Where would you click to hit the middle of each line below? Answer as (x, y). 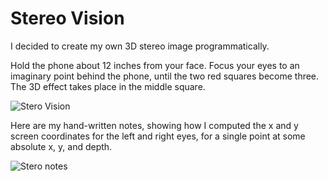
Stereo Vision (67, 18)
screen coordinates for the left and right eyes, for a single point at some (158, 136)
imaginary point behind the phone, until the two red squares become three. (165, 76)
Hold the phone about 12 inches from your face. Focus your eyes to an (155, 65)
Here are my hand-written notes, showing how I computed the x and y (154, 125)
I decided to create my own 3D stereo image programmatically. (140, 46)
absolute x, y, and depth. (61, 146)
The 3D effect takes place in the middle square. (108, 86)
